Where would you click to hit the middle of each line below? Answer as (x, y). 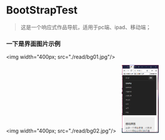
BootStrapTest (42, 10)
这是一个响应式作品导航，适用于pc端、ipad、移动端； (86, 27)
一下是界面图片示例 (33, 43)
